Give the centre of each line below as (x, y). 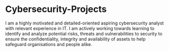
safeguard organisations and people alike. (49, 44)
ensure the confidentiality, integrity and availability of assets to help (75, 39)
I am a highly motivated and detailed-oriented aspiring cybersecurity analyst (84, 23)
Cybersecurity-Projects (56, 9)
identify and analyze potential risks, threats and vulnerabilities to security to (84, 33)
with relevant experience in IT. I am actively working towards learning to (80, 28)
